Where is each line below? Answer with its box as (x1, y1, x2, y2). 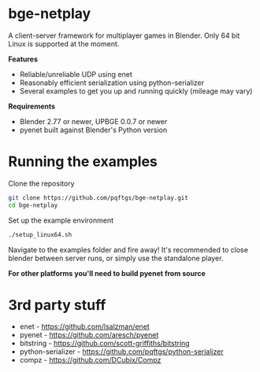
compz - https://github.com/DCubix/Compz (19, 355, 162, 365)
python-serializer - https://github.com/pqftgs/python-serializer (19, 347, 224, 356)
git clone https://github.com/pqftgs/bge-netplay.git (8, 193, 189, 201)
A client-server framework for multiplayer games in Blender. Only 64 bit (8, 31, 240, 40)
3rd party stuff (8, 296, 106, 314)
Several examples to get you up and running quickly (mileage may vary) (19, 86, 253, 95)
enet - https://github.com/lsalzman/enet (19, 322, 150, 331)
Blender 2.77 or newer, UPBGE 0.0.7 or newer (19, 116, 168, 126)
